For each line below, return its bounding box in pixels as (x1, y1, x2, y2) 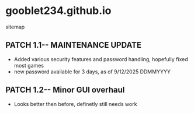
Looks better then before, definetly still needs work (13, 100, 137, 107)
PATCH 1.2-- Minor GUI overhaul (5, 85, 125, 95)
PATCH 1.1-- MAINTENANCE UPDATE (5, 40, 141, 50)
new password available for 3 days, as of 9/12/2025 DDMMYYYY (13, 68, 171, 75)
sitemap (5, 23, 25, 30)
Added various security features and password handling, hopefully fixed (13, 55, 188, 62)
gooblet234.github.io (5, 4, 112, 17)
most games (13, 62, 44, 69)
